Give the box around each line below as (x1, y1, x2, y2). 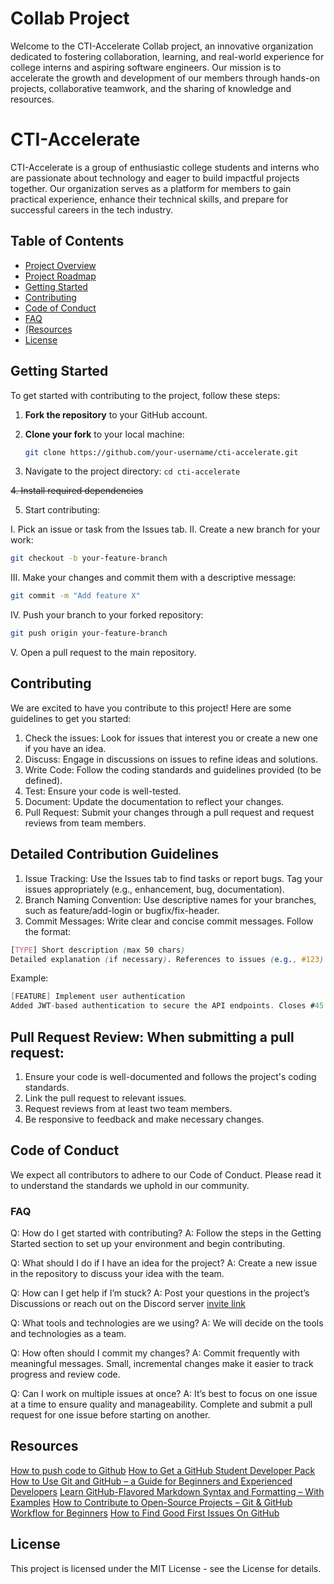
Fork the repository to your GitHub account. (24, 408, 208, 421)
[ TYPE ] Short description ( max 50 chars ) (10, 945, 186, 955)
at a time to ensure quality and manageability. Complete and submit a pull (10, 1398, 313, 1411)
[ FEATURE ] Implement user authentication (10, 992, 186, 1002)
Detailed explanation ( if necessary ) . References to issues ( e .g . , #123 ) (10, 954, 325, 964)
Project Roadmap (24, 270, 97, 282)
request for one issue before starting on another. (10, 1409, 211, 1421)
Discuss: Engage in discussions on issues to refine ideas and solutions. (24, 753, 318, 765)
